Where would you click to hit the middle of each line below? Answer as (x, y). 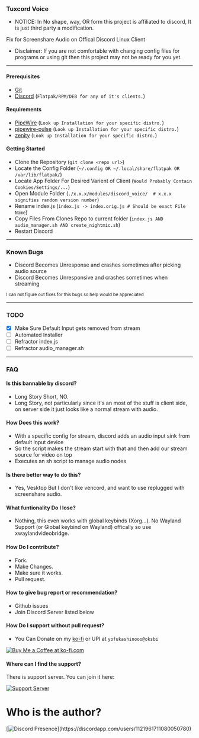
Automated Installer (38, 335)
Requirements (24, 110)
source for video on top (43, 455)
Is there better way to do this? (44, 474)
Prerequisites (23, 76)
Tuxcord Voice (28, 9)
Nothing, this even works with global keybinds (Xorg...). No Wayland (98, 521)
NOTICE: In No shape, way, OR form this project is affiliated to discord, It (103, 22)
